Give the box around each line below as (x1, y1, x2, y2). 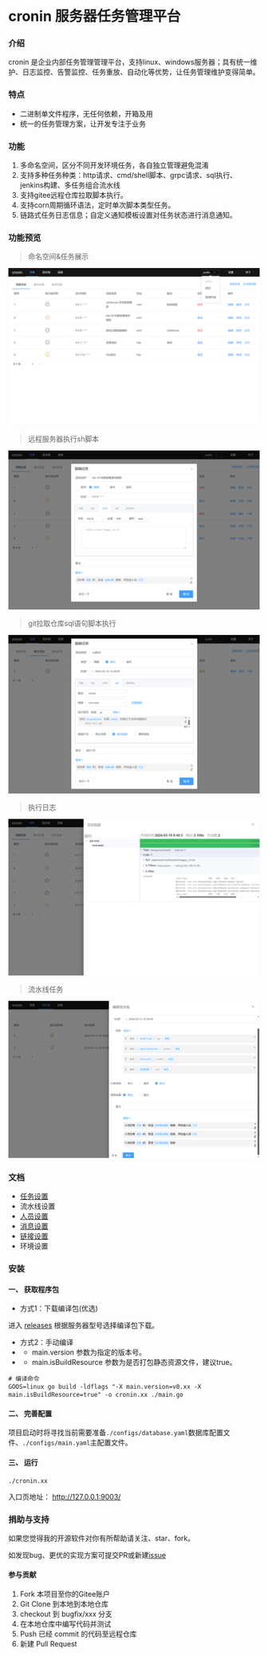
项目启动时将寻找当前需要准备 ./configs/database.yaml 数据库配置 (8, 1428, 223, 1437)
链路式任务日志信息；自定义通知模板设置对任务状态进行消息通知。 (19, 211, 237, 220)
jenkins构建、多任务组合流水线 (19, 180, 121, 190)
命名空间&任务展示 (27, 252, 89, 262)
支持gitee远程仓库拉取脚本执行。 (19, 191, 128, 200)
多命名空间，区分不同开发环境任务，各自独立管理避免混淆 (19, 160, 209, 170)
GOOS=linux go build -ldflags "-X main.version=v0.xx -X (8, 1383, 202, 1391)
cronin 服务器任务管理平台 (8, 7, 181, 26)
